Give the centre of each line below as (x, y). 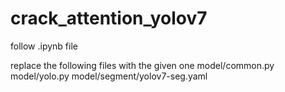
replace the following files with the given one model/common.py (142, 65)
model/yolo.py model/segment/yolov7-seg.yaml (109, 76)
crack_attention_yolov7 (109, 18)
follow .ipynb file (44, 46)
